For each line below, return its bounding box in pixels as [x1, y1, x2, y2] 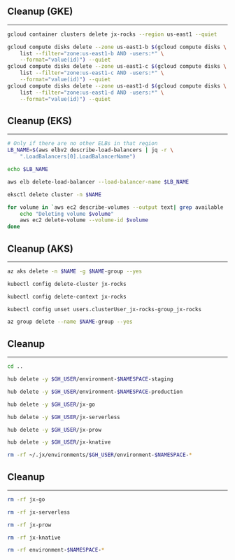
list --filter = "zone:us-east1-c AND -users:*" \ [20, 69, 164, 76]
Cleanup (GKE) [7, 6, 73, 18]
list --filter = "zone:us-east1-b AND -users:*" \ [20, 50, 164, 57]
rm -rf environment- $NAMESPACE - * [7, 547, 105, 554]
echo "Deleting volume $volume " [20, 210, 114, 217]
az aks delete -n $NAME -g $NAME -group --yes [7, 268, 142, 275]
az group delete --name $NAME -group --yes [7, 318, 133, 325]
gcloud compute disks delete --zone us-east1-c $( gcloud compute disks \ [7, 63, 227, 70]
